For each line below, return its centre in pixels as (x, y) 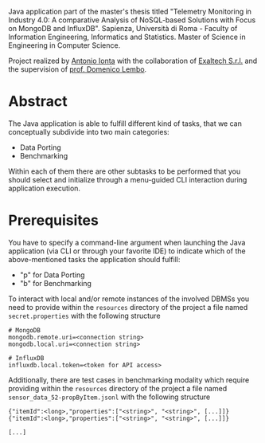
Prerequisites (54, 220)
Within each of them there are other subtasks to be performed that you (125, 171)
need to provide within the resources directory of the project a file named (128, 307)
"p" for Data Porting (52, 275)
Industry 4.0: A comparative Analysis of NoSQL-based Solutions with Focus (132, 20)
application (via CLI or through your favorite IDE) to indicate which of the (127, 251)
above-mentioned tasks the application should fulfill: (94, 259)
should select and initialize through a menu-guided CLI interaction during (128, 179)
